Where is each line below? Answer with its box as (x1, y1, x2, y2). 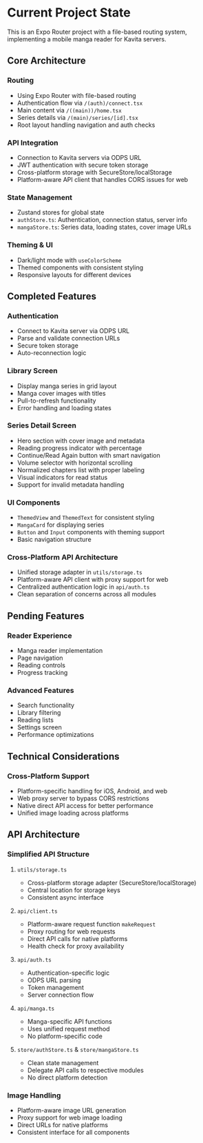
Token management (27, 983, 84, 991)
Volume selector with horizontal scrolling (17, 458, 133, 467)
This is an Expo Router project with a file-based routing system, (7, 28, 187, 36)
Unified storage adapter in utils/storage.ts (17, 568, 142, 576)
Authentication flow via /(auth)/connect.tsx (17, 99, 143, 107)
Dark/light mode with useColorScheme (17, 256, 122, 264)
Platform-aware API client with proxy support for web (17, 576, 169, 584)
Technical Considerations (7, 750, 120, 762)
